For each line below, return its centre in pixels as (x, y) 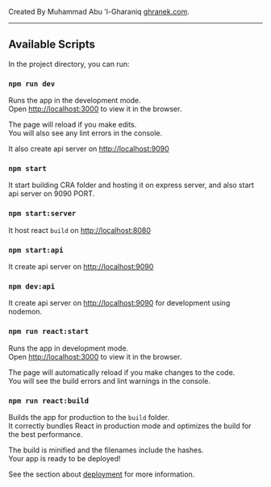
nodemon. (25, 312)
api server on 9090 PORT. (52, 194)
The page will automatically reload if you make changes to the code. (122, 372)
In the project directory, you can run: (69, 64)
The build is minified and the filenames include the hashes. (106, 450)
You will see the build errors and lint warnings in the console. (110, 381)
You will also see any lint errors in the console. (85, 133)
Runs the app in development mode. (69, 348)
